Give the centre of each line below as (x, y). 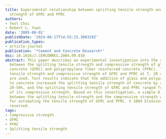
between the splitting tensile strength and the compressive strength (84, 97)
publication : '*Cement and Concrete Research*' (55, 51)
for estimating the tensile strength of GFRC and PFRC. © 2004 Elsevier (86, 102)
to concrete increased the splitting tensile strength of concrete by (84, 83)
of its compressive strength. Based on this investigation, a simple (83, 92)
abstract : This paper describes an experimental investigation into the (82, 60)
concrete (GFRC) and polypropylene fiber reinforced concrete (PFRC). (84, 69)
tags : (11, 111)
